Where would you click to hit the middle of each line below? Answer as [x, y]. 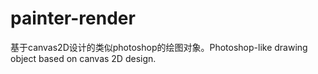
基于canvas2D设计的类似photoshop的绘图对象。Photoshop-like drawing [159, 47]
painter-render [73, 18]
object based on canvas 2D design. [83, 58]
